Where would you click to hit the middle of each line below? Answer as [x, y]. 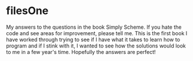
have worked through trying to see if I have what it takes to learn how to [93, 39]
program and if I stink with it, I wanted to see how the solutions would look [96, 46]
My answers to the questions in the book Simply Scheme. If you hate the [94, 27]
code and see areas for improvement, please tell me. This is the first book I [97, 33]
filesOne [27, 11]
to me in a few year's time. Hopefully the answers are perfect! [81, 52]
